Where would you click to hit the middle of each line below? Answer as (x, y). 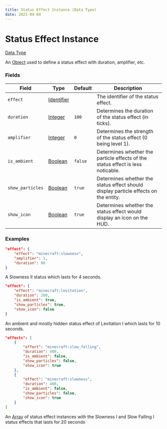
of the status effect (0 (122, 137)
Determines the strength (125, 131)
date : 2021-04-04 (23, 14)
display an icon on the (122, 218)
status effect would (119, 211)
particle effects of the (122, 158)
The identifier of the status (127, 96)
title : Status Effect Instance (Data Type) (51, 10)
